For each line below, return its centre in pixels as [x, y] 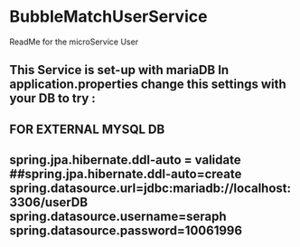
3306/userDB [49, 202]
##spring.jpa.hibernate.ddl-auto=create [126, 174]
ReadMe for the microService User [74, 42]
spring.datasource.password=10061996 [126, 231]
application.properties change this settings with [148, 85]
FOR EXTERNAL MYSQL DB [87, 129]
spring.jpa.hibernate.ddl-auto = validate [125, 160]
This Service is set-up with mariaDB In [119, 70]
